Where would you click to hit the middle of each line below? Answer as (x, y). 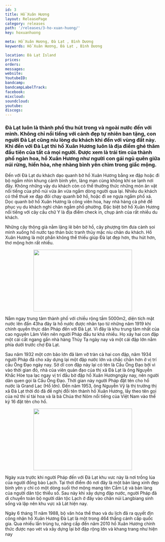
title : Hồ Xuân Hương (27, 14)
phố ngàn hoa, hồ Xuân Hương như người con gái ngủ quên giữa (83, 159)
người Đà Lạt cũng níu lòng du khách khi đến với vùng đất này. (81, 140)
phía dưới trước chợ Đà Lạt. (33, 345)
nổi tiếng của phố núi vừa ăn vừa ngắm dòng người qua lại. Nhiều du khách (81, 191)
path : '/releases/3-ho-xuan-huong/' (43, 28)
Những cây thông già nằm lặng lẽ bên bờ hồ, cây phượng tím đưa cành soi (80, 227)
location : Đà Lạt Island (31, 55)
